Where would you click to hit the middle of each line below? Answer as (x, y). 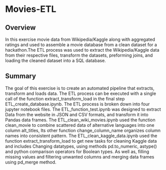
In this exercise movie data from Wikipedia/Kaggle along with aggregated (80, 39)
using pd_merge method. (31, 162)
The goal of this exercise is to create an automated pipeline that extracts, (80, 88)
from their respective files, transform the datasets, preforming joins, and (79, 55)
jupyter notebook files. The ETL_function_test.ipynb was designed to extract (83, 109)
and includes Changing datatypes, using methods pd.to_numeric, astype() (81, 146)
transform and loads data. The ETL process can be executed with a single (81, 93)
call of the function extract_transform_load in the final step (65, 98)
